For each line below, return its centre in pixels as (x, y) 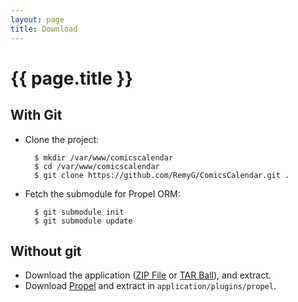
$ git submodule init (79, 212)
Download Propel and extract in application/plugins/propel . (150, 286)
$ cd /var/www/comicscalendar (97, 166)
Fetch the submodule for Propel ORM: (102, 193)
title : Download (44, 29)
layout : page (37, 19)
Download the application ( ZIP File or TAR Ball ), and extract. (148, 275)
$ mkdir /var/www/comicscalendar (104, 157)
